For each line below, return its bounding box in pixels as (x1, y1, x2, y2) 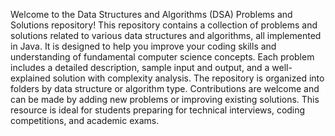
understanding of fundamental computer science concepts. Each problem (10, 51, 315, 63)
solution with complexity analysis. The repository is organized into (52, 72, 325, 84)
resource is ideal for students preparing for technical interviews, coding (10, 104, 306, 116)
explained (10, 72, 51, 84)
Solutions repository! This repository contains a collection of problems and (10, 19, 318, 31)
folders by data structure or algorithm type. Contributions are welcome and (10, 83, 320, 94)
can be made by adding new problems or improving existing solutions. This (10, 94, 320, 105)
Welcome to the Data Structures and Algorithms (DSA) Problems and (10, 9, 293, 20)
